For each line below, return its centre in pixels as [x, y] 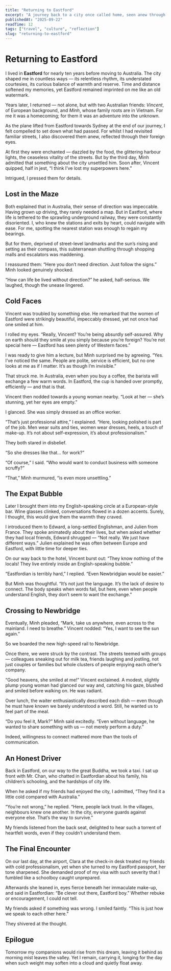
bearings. [15, 234]
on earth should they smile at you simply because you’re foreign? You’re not [85, 340]
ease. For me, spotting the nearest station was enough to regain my [76, 228]
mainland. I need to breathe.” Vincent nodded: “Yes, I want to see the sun [82, 628]
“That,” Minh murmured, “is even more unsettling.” [58, 478]
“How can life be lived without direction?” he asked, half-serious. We [77, 280]
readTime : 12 [19, 24]
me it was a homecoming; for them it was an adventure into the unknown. [82, 116]
